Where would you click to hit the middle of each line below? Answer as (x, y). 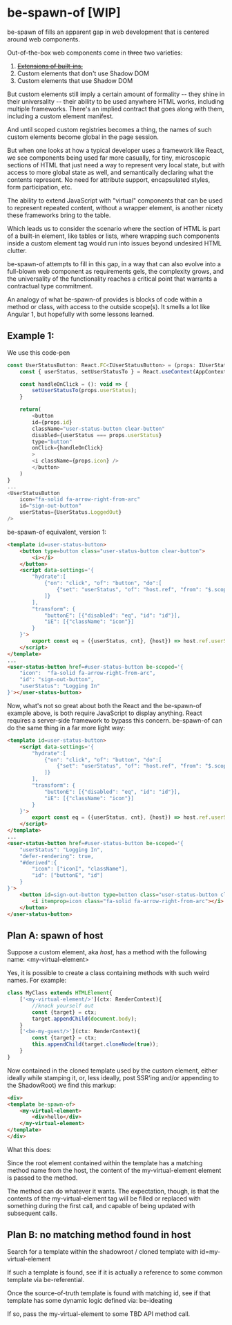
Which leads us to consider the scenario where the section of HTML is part (114, 228)
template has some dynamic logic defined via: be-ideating (90, 1300)
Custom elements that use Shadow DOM (75, 80)
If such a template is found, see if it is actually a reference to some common (115, 1272)
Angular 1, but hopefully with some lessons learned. (81, 314)
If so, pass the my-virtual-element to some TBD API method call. (99, 1314)
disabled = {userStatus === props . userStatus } (97, 435)
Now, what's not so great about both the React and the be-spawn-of (105, 705)
